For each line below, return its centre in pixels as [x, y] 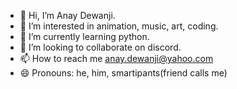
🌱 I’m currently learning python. [84, 36]
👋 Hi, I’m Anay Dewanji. [67, 15]
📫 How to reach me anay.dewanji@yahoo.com [116, 58]
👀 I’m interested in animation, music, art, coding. [119, 26]
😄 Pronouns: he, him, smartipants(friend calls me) [123, 73]
